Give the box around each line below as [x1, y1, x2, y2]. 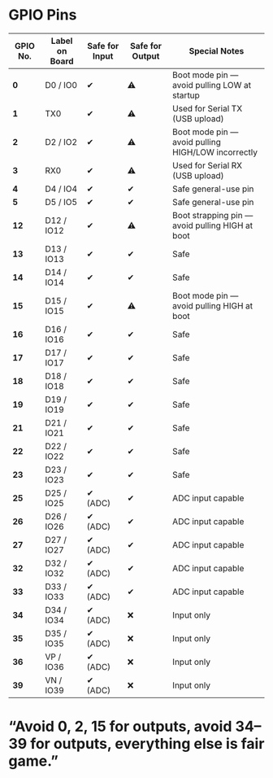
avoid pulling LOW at [171, 79, 252, 90]
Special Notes [188, 45, 245, 56]
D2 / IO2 [44, 136, 78, 147]
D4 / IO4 [44, 183, 78, 194]
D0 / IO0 [44, 79, 78, 90]
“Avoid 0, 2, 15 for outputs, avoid [8, 718, 232, 736]
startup [171, 90, 201, 101]
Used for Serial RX [171, 160, 243, 171]
